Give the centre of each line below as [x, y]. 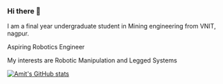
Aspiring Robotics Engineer [46, 47]
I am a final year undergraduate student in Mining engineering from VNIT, [111, 26]
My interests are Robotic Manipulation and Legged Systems [92, 60]
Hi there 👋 [24, 11]
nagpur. [18, 33]
